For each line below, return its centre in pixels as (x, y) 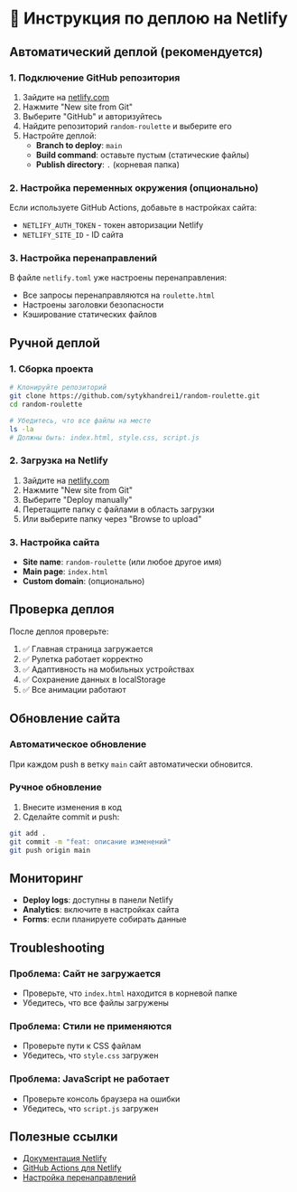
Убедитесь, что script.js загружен (90, 1108)
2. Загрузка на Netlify (59, 460)
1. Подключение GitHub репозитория (95, 78)
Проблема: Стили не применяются (91, 1026)
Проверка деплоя (62, 610)
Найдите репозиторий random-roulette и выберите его (127, 126)
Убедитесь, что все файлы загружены (96, 1002)
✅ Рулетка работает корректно (83, 658)
